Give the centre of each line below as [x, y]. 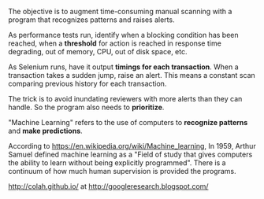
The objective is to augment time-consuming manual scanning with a [120, 11]
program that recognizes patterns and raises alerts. [91, 20]
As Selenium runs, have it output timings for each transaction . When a [123, 67]
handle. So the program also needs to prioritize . [86, 107]
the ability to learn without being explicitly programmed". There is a [117, 163]
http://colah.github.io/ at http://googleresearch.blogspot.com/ [108, 186]
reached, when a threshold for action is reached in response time [115, 43]
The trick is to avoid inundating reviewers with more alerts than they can [125, 99]
